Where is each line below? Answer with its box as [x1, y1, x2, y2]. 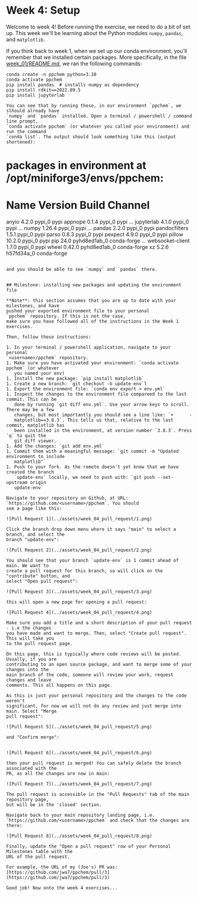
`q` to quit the [6, 433, 46, 439]
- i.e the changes [6, 625, 52, 631]
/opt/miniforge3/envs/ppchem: [6, 172, 164, 185]
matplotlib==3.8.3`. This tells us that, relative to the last [14, 417, 174, 424]
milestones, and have [6, 303, 60, 309]
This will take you [6, 636, 55, 642]
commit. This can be [6, 396, 58, 403]
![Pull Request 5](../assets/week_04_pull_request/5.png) [6, 724, 152, 730]
